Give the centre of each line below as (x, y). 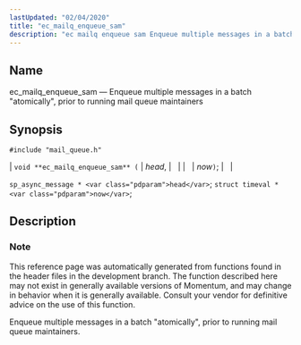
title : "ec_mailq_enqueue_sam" (68, 26)
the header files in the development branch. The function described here (143, 276)
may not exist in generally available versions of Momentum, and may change (150, 285)
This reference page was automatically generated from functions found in (146, 266)
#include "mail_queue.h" (56, 150)
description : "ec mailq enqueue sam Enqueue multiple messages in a (140, 34)
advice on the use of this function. (73, 304)
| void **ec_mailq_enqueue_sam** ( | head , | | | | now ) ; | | (121, 167)
